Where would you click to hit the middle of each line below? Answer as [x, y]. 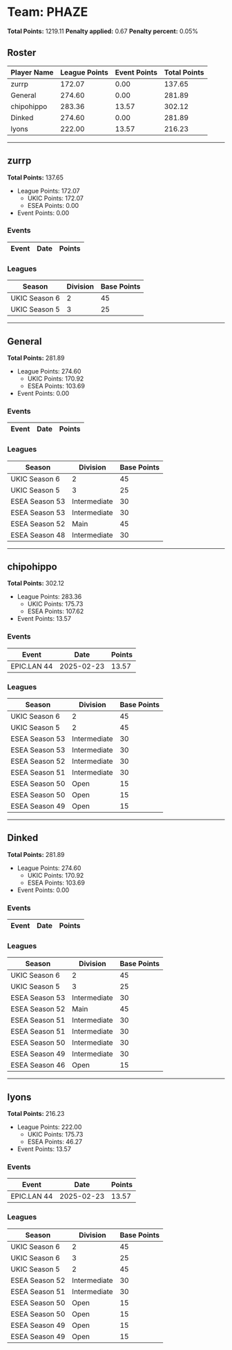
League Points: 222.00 [49, 1127]
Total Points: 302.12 [36, 584]
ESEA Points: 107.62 [56, 611]
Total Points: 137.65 [35, 177]
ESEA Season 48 [38, 534]
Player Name [32, 72]
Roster [22, 53]
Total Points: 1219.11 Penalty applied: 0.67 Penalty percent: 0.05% [103, 31]
